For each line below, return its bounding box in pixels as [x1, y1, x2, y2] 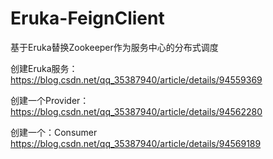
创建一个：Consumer [10, 126, 98, 138]
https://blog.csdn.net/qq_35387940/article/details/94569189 [10, 137, 262, 149]
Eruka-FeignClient [10, 7, 165, 30]
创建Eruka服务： [10, 62, 78, 74]
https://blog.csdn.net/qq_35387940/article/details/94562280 [10, 105, 263, 117]
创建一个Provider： [10, 94, 90, 106]
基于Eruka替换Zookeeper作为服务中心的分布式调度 [10, 41, 219, 53]
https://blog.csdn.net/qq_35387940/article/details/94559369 [10, 73, 263, 86]
